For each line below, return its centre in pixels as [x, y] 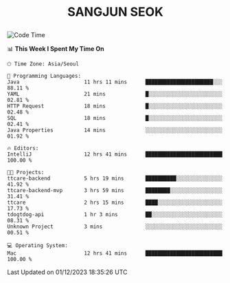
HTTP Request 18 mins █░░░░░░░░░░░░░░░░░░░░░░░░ [115, 106]
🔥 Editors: [23, 149]
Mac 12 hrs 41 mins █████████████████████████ [115, 253]
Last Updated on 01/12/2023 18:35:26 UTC [67, 272]
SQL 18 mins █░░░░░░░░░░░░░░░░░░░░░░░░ [115, 118]
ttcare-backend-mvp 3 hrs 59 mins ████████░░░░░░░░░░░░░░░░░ [115, 191]
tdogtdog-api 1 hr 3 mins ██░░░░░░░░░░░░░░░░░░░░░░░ [115, 215]
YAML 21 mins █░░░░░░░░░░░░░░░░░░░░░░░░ [115, 94]
